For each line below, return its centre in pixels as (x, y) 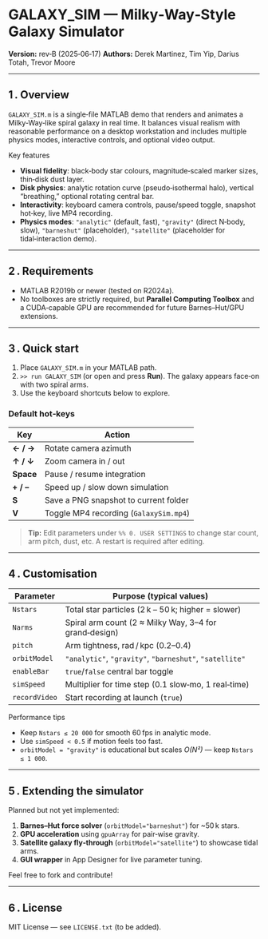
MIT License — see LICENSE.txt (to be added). (85, 927)
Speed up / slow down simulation (106, 487)
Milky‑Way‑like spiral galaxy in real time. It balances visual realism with (124, 122)
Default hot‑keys (42, 414)
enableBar (31, 672)
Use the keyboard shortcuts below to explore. (95, 393)
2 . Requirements (51, 271)
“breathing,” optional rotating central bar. (87, 196)
